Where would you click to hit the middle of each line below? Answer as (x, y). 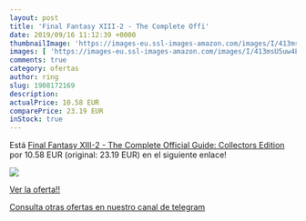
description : (34, 94)
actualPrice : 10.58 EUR (55, 102)
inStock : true (36, 119)
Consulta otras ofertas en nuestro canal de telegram (107, 207)
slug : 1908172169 (42, 85)
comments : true (38, 60)
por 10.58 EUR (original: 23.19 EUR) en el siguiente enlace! (118, 155)
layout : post (34, 18)
